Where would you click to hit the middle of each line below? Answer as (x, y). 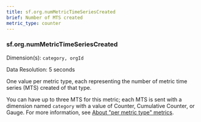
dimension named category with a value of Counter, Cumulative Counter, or (100, 106)
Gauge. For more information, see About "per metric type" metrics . (90, 112)
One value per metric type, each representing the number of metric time (97, 81)
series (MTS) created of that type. (49, 87)
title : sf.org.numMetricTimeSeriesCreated (61, 12)
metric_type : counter (34, 23)
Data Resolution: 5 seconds (41, 69)
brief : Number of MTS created (45, 18)
